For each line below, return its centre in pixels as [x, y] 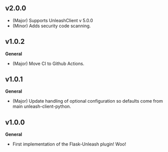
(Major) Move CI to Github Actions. [48, 63]
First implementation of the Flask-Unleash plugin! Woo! [69, 144]
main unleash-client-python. [42, 106]
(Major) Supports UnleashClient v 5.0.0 [53, 20]
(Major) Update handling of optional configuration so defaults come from [88, 101]
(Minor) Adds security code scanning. [52, 26]
